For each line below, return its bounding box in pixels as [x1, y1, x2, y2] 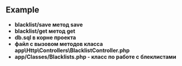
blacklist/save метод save [14, 21, 83, 28]
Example [5, 5, 40, 15]
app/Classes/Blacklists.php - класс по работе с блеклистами [14, 53, 177, 60]
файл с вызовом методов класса [14, 40, 103, 47]
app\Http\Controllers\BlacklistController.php [14, 47, 130, 54]
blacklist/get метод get [14, 27, 75, 35]
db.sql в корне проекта [14, 33, 77, 41]
